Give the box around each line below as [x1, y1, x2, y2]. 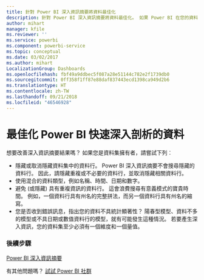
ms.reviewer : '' [6, 32, 47, 38]
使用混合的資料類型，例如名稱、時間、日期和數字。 [15, 177, 143, 184]
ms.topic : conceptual [6, 49, 61, 55]
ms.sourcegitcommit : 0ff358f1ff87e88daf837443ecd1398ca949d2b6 [6, 77, 170, 83]
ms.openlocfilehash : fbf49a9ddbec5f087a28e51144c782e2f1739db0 [6, 71, 170, 77]
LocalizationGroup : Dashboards [6, 65, 86, 72]
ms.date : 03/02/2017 [6, 54, 59, 60]
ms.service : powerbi [6, 37, 59, 43]
